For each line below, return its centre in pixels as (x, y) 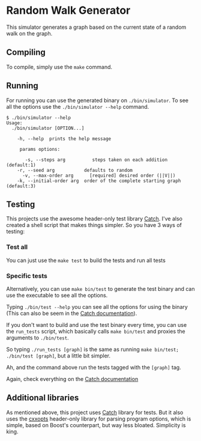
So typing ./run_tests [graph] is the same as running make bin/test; (92, 349)
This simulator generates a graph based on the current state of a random (96, 27)
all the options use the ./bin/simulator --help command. (78, 106)
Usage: (14, 123)
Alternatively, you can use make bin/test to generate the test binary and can (100, 288)
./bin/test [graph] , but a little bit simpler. (58, 356)
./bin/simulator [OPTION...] (48, 128)
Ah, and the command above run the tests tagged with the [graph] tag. (94, 367)
